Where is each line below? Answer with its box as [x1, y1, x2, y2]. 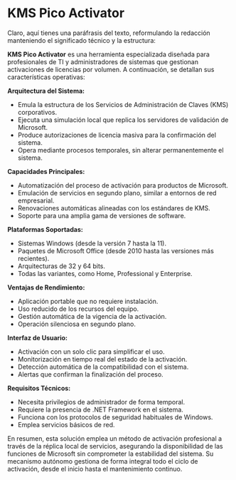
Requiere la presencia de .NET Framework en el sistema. [17, 405, 183, 414]
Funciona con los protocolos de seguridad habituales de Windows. [17, 412, 213, 422]
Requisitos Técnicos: [7, 384, 71, 392]
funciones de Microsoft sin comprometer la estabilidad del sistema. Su [7, 449, 214, 458]
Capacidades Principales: [7, 167, 85, 175]
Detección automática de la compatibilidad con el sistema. [17, 362, 189, 371]
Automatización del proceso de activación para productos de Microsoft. [17, 180, 229, 190]
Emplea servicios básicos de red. [17, 420, 115, 429]
